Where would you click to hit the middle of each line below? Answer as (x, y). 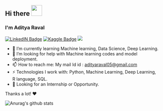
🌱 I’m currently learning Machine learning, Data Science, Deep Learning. (85, 48)
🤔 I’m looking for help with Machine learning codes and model (75, 54)
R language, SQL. (30, 79)
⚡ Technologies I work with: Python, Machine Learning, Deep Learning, (84, 72)
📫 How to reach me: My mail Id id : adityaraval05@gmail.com (75, 64)
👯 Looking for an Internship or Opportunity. (55, 84)
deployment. (25, 59)
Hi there (18, 14)
